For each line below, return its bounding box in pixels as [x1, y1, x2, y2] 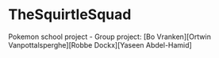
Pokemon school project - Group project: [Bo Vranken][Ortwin [8, 32, 212, 41]
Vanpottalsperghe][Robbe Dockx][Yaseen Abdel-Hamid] [8, 40, 192, 49]
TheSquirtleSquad [8, 6, 132, 24]
